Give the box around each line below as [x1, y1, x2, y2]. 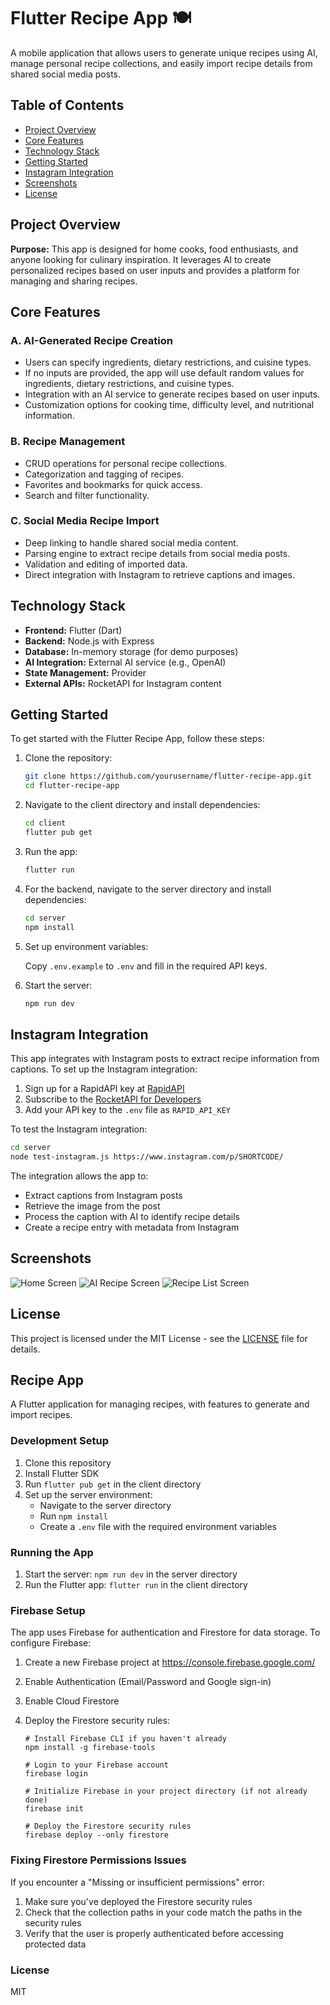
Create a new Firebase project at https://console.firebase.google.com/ [24, 1656, 316, 1669]
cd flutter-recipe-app [24, 781, 120, 791]
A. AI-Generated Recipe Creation [10, 333, 173, 347]
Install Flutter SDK [24, 1467, 100, 1479]
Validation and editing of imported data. [24, 558, 188, 570]
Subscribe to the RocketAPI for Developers [24, 1093, 202, 1105]
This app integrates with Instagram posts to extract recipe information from [10, 1053, 320, 1065]
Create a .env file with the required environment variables [39, 1520, 278, 1532]
